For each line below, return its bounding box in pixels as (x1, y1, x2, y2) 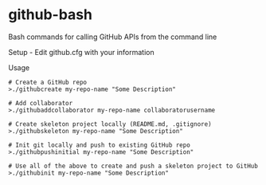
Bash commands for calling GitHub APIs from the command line (8, 32, 217, 41)
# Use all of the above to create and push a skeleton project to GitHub (8, 162, 259, 170)
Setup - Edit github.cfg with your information (8, 47, 155, 57)
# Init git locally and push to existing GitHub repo (8, 141, 191, 149)
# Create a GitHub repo (8, 78, 88, 86)
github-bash (8, 6, 93, 24)
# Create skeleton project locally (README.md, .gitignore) (8, 120, 213, 128)
